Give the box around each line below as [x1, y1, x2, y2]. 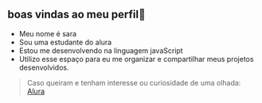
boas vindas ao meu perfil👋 [7, 8, 146, 21]
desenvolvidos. [18, 63, 69, 72]
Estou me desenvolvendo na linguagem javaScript [18, 45, 184, 55]
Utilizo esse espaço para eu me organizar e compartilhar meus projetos [18, 54, 254, 63]
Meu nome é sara [18, 29, 77, 38]
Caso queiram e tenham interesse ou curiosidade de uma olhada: [26, 78, 241, 87]
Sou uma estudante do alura [18, 37, 112, 47]
